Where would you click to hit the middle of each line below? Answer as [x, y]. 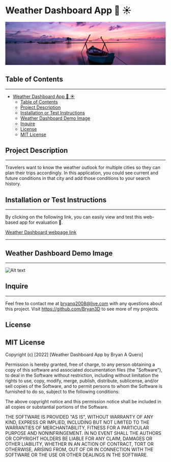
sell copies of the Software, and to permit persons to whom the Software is [84, 386]
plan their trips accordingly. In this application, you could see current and [82, 173]
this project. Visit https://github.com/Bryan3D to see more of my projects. [82, 309]
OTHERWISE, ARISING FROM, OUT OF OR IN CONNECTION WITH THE [79, 450]
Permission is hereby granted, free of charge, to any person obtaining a [80, 364]
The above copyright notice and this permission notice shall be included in [83, 402]
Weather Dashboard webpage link [41, 233]
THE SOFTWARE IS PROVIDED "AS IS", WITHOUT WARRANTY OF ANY [79, 417]
